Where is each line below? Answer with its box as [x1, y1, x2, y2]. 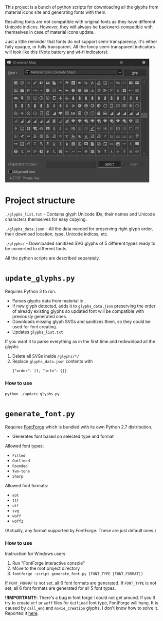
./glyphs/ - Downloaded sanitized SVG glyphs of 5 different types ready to [5, 240, 156, 246]
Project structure [5, 195, 75, 206]
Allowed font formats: [5, 483, 49, 489]
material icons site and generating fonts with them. [5, 9, 107, 15]
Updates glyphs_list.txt [12, 329, 63, 335]
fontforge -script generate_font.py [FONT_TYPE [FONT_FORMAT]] [12, 572, 144, 577]
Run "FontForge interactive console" [12, 560, 85, 566]
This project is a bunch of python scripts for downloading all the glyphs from [5, 4, 159, 10]
